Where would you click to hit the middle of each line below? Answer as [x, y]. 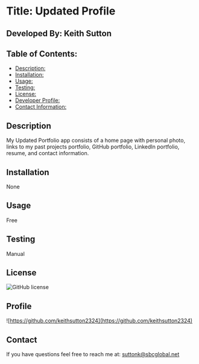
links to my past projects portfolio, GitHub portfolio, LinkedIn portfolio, [93, 147]
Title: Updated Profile [61, 11]
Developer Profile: [37, 100]
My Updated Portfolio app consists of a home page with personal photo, [96, 141]
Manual [16, 254]
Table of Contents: [42, 53]
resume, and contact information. [48, 153]
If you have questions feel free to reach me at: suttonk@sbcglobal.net [93, 354]
